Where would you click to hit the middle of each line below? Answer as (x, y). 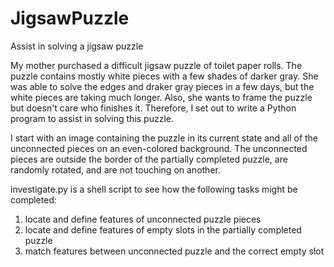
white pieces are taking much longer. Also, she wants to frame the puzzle (161, 97)
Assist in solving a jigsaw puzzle (77, 46)
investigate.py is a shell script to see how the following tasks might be (154, 189)
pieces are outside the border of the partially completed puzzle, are (149, 159)
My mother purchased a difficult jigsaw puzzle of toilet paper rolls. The (156, 65)
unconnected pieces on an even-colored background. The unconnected (159, 148)
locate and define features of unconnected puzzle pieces (143, 219)
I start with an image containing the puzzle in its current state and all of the (164, 138)
